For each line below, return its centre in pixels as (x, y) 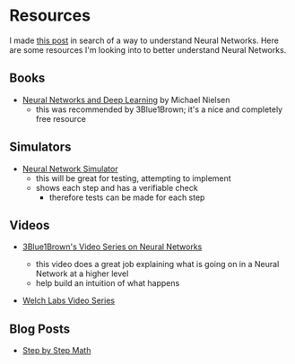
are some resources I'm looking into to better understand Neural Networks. (148, 49)
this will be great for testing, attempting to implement (133, 178)
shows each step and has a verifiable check (117, 187)
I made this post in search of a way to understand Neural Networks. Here (144, 40)
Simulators (40, 147)
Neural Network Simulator (70, 169)
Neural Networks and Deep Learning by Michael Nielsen (126, 100)
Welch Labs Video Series (68, 300)
